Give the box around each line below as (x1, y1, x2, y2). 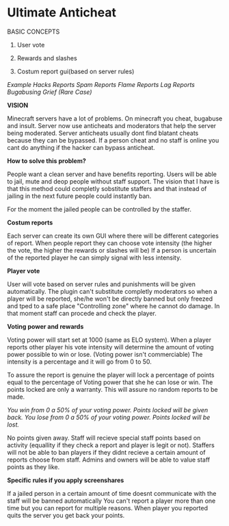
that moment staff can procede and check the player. (7, 309, 157, 317)
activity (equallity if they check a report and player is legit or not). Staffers (7, 440, 215, 449)
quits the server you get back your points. (7, 511, 125, 519)
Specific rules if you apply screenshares (7, 476, 124, 484)
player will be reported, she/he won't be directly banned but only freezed (7, 295, 213, 303)
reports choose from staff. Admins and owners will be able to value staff (7, 455, 211, 464)
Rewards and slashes (16, 53, 77, 62)
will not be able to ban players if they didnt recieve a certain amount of (7, 448, 206, 456)
